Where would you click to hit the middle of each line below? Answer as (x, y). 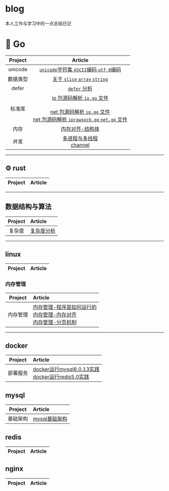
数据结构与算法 (28, 207)
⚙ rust (16, 168)
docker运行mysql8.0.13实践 (66, 369)
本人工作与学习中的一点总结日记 (38, 23)
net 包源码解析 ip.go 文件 (80, 112)
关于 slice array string (80, 79)
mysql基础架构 (50, 419)
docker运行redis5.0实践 (61, 377)
